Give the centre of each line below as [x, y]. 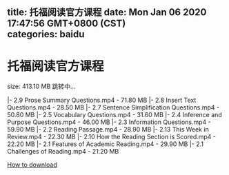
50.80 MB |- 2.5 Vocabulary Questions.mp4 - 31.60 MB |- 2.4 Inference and [114, 115]
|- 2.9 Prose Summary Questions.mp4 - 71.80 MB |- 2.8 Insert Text [102, 100]
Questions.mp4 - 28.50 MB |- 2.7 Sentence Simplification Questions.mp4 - [113, 107]
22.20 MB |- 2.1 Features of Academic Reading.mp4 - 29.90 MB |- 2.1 [106, 144]
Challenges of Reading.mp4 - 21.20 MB [63, 152]
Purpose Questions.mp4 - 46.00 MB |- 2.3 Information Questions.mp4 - [109, 122]
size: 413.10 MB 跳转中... [41, 86]
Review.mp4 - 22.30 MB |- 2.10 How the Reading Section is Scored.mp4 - [111, 137]
